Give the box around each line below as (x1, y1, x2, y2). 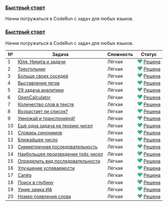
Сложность (107, 51, 133, 58)
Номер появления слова (17, 193, 71, 200)
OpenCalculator (17, 94, 51, 100)
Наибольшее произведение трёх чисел (17, 151, 103, 157)
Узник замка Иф (17, 186, 52, 192)
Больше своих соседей (17, 73, 69, 79)
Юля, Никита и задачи (17, 59, 66, 65)
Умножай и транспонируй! (17, 115, 75, 121)
